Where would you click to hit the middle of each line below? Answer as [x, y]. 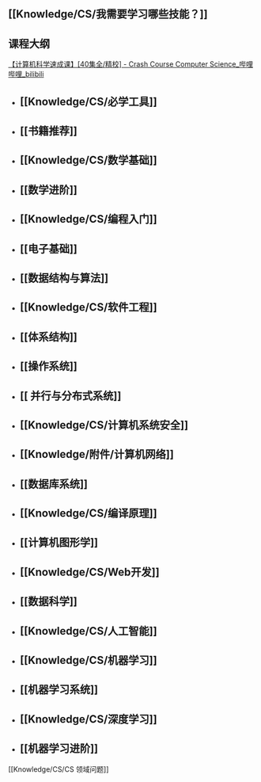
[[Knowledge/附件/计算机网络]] [96, 454]
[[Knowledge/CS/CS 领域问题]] [59, 769]
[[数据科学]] [48, 602]
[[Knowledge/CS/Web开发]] [89, 572]
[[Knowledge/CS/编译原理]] [88, 513]
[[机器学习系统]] [59, 690]
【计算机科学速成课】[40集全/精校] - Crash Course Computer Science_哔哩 [130, 64]
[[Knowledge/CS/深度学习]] [88, 719]
